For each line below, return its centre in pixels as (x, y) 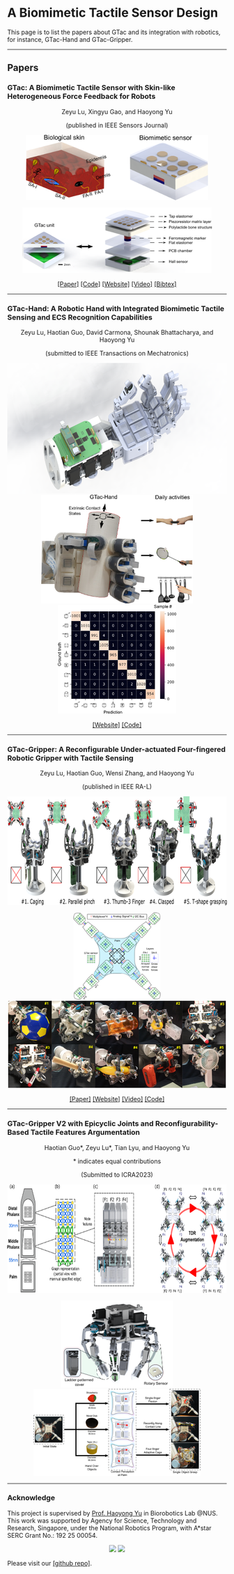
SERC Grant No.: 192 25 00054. (52, 1535)
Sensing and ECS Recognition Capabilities (80, 317)
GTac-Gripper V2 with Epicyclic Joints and (81, 1124)
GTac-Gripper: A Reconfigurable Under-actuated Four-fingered (117, 749)
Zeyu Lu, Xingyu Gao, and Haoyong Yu (117, 111)
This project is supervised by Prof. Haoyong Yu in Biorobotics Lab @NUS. (112, 1513)
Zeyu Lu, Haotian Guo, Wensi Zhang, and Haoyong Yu (117, 773)
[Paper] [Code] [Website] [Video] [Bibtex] (117, 284)
